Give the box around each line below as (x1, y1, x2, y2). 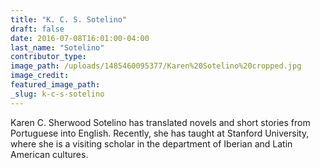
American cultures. (10, 148, 89, 160)
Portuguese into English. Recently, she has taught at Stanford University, (10, 127, 310, 139)
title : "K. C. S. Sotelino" (10, 14, 128, 25)
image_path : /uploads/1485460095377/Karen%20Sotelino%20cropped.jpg (10, 61, 302, 71)
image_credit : (10, 71, 70, 81)
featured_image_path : (10, 80, 101, 90)
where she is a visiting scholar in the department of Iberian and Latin (10, 137, 293, 150)
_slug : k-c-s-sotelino (10, 89, 105, 99)
